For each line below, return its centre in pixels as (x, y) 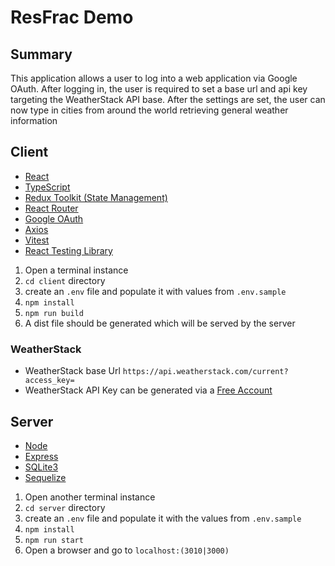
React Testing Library (68, 250)
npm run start (54, 540)
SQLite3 (41, 467)
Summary (41, 54)
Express (41, 456)
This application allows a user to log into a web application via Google (154, 78)
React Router (51, 208)
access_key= (49, 381)
